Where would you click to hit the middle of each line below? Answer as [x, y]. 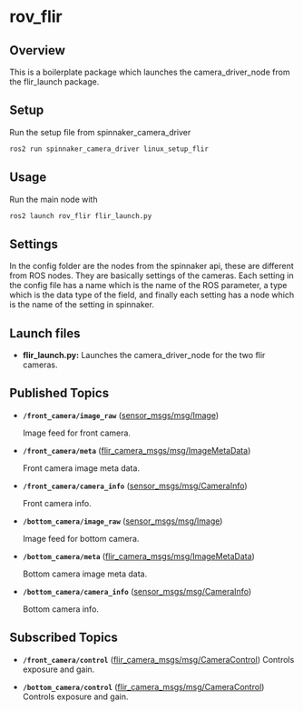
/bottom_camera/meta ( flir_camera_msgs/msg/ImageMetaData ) [139, 556]
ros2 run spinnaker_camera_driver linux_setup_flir [109, 149]
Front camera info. [57, 503]
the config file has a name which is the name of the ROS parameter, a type [148, 285]
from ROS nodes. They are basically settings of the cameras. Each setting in [151, 275]
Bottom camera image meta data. [85, 574]
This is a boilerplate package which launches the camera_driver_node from [150, 72]
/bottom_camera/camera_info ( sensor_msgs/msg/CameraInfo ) [137, 591]
